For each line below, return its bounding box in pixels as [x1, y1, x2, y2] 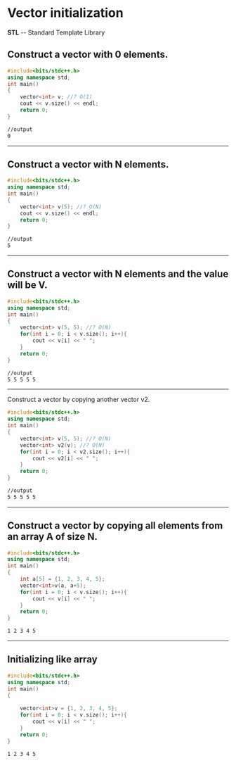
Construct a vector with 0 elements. [7, 49, 169, 61]
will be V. [7, 279, 48, 291]
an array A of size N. [7, 531, 98, 543]
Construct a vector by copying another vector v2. [7, 396, 150, 404]
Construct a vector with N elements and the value [7, 268, 229, 280]
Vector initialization [7, 5, 124, 21]
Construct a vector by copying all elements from [7, 519, 223, 532]
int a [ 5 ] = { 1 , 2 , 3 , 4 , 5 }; [20, 576, 105, 583]
